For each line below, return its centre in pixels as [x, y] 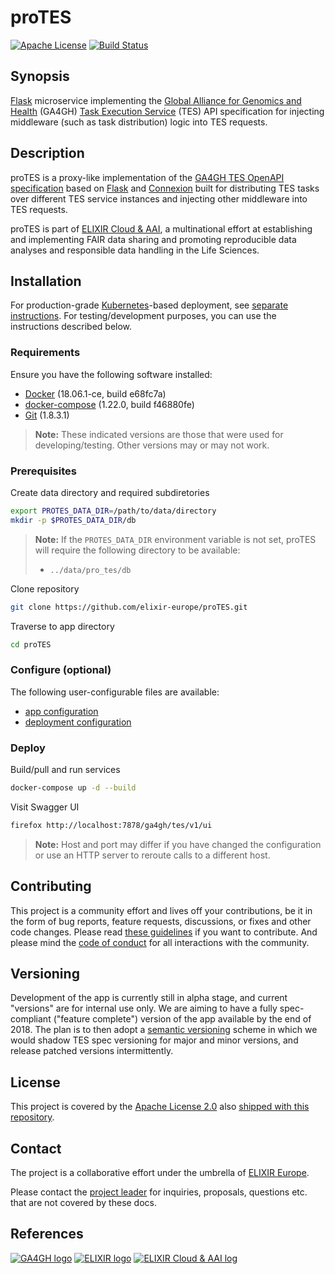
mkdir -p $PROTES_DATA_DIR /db [73, 520]
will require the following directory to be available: [137, 550]
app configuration [61, 711]
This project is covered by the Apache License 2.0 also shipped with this [160, 1107]
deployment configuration [78, 722]
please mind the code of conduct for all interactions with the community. [160, 942]
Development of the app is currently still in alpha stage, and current [149, 998]
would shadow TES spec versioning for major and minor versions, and [154, 1040]
